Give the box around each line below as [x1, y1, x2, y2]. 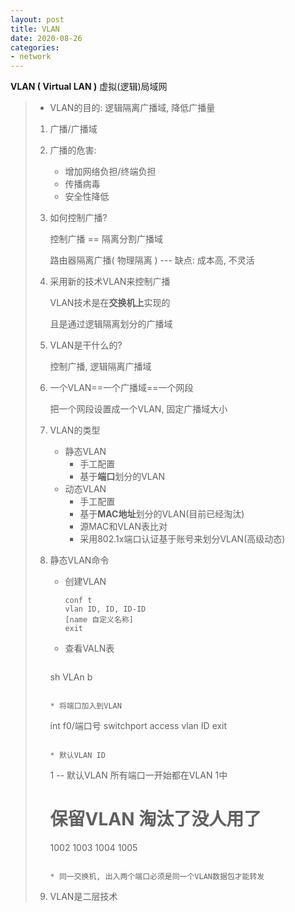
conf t [64, 596, 93, 606]
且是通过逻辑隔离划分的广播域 [49, 318, 173, 330]
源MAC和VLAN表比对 [79, 521, 168, 533]
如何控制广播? [49, 212, 108, 224]
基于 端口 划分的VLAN [79, 471, 165, 483]
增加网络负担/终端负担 [64, 166, 157, 178]
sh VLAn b [49, 671, 93, 683]
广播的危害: [49, 144, 97, 156]
